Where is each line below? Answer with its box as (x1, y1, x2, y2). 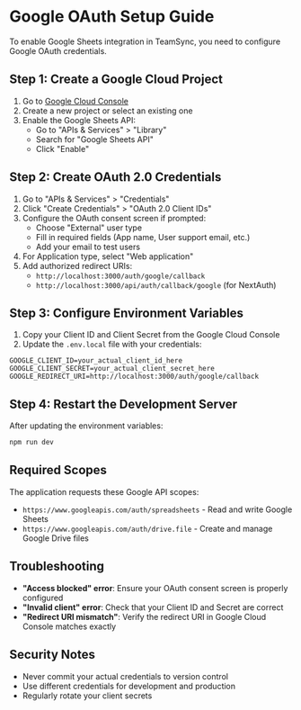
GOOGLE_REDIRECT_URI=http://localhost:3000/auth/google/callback (9, 372, 259, 382)
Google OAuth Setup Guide (9, 6, 215, 27)
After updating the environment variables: (9, 420, 164, 431)
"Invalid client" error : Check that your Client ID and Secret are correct (22, 601, 284, 613)
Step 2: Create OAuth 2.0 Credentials (9, 169, 222, 185)
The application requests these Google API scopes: (9, 486, 199, 497)
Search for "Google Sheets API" (35, 133, 155, 145)
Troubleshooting (9, 559, 105, 574)
